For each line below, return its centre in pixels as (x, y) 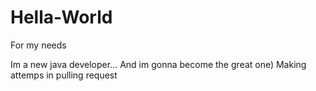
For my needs (38, 45)
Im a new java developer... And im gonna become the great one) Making (158, 64)
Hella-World (61, 17)
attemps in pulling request (64, 75)
